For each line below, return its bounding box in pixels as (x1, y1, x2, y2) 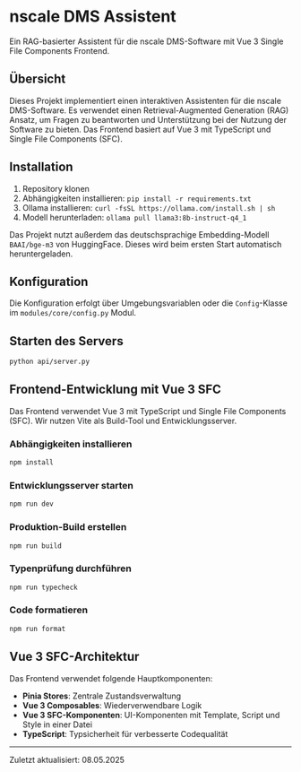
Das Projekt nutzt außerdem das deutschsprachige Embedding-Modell (9, 229, 270, 239)
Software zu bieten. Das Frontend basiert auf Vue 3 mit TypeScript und (9, 124, 271, 134)
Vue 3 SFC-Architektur (9, 649, 140, 664)
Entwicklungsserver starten (9, 479, 134, 491)
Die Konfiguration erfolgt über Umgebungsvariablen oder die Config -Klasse (9, 298, 288, 308)
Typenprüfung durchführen (9, 562, 132, 575)
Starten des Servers (9, 334, 124, 349)
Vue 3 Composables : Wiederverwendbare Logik (21, 699, 202, 710)
